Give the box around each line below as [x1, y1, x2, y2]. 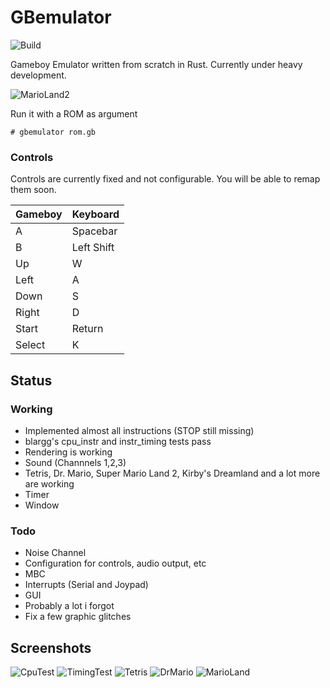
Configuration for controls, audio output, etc [24, 557, 207, 570]
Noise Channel [24, 547, 87, 559]
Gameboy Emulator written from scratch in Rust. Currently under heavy [10, 58, 303, 70]
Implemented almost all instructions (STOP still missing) [24, 424, 255, 436]
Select [15, 338, 46, 352]
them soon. [10, 184, 57, 196]
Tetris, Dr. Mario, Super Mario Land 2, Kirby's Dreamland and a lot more [24, 467, 321, 479]
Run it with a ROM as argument [10, 107, 138, 120]
